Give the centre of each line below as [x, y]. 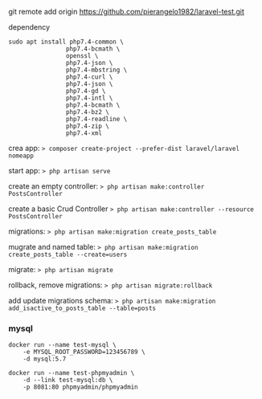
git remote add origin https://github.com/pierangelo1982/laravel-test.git [127, 12]
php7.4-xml [84, 133]
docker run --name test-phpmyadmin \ [72, 373]
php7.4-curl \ [89, 77]
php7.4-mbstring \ [96, 70]
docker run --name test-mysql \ [62, 345]
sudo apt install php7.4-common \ [66, 42]
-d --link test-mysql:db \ [68, 381]
